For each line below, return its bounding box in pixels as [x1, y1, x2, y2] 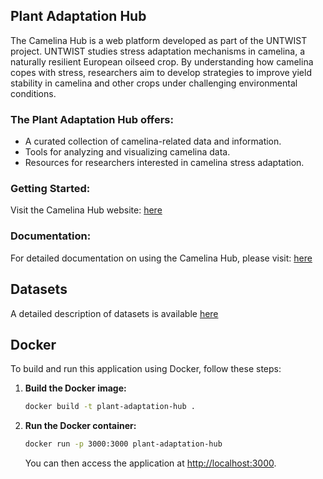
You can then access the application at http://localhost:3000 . [24, 457, 277, 469]
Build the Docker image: [24, 382, 127, 394]
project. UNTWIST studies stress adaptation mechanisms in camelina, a [10, 45, 306, 57]
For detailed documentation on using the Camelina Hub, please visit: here [10, 252, 313, 264]
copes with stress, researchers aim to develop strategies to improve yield [10, 66, 312, 78]
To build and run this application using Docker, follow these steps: [10, 363, 282, 375]
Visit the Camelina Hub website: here [10, 204, 163, 216]
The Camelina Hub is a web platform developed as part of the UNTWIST [10, 34, 308, 46]
